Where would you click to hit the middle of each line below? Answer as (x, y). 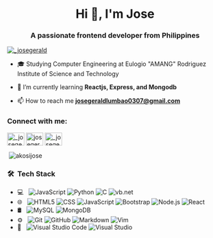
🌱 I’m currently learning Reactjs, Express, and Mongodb (97, 87)
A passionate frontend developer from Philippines (115, 36)
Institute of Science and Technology (68, 74)
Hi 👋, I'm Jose (115, 14)
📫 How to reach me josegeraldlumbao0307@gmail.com (98, 101)
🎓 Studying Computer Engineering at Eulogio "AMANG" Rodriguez (112, 64)
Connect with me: (37, 121)
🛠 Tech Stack (32, 174)
